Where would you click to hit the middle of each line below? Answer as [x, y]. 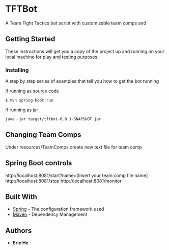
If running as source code [32, 91]
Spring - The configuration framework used [58, 209]
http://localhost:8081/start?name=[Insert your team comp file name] [77, 175]
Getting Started [30, 39]
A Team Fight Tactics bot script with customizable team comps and [76, 23]
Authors [19, 230]
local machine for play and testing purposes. [52, 57]
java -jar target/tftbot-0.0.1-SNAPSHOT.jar [53, 119]
